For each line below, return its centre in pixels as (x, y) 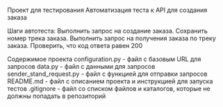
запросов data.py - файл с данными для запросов (81, 66)
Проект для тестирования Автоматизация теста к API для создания (107, 10)
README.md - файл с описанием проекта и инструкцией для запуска (110, 81)
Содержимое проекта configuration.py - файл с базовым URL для (104, 59)
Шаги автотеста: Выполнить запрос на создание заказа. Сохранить (108, 31)
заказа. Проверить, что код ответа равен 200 (75, 46)
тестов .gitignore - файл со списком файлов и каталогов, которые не (109, 89)
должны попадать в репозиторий (57, 96)
